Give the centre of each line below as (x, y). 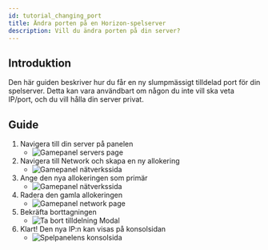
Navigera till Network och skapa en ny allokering (100, 161)
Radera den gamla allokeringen (71, 195)
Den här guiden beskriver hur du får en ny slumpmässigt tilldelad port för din (134, 83)
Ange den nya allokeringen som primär (84, 178)
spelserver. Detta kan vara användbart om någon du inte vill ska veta (121, 91)
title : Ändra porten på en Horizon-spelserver (87, 23)
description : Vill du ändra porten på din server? (94, 30)
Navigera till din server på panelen (76, 144)
